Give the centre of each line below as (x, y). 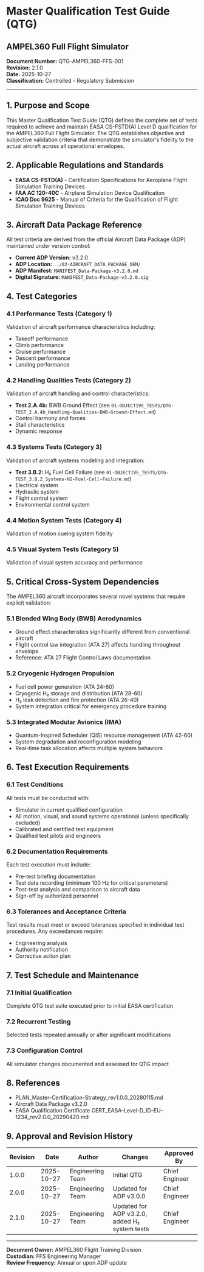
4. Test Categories (42, 296)
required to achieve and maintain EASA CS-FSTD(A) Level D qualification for (102, 127)
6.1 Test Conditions (35, 785)
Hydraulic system (37, 491)
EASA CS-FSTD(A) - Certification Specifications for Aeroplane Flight (101, 180)
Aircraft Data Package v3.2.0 (51, 1104)
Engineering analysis (41, 943)
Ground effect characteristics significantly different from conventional (102, 632)
